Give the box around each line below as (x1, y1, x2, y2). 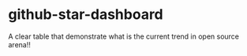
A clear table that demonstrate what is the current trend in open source (8, 32, 239, 41)
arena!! (8, 39, 32, 49)
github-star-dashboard (8, 6, 163, 24)
